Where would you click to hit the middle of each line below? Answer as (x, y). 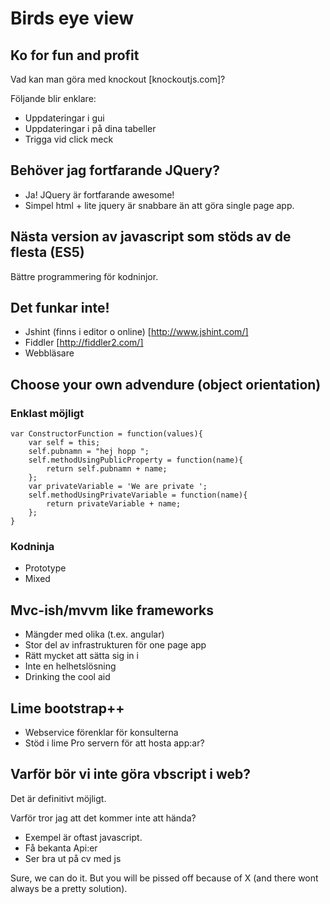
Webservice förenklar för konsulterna (101, 733)
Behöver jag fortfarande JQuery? (115, 170)
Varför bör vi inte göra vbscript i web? (131, 774)
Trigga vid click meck (69, 139)
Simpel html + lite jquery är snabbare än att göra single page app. (159, 205)
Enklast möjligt (47, 413)
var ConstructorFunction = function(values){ (106, 434)
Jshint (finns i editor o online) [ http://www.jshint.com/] (136, 332)
